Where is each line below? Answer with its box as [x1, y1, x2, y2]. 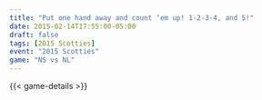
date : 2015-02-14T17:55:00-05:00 [9, 22, 136, 31]
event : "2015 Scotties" [9, 47, 100, 56]
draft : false [9, 30, 59, 39]
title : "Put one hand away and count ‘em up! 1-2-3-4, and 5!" [9, 13, 255, 23]
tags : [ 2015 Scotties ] [9, 38, 96, 48]
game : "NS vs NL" [9, 55, 76, 65]
